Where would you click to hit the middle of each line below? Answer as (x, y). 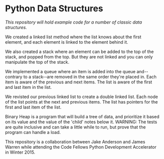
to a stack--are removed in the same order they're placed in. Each (90, 77)
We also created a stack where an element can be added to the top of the (79, 52)
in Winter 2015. (20, 152)
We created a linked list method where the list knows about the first (73, 37)
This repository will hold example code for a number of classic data (74, 22)
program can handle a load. (33, 132)
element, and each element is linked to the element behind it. (67, 42)
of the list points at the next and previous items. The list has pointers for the (82, 102)
